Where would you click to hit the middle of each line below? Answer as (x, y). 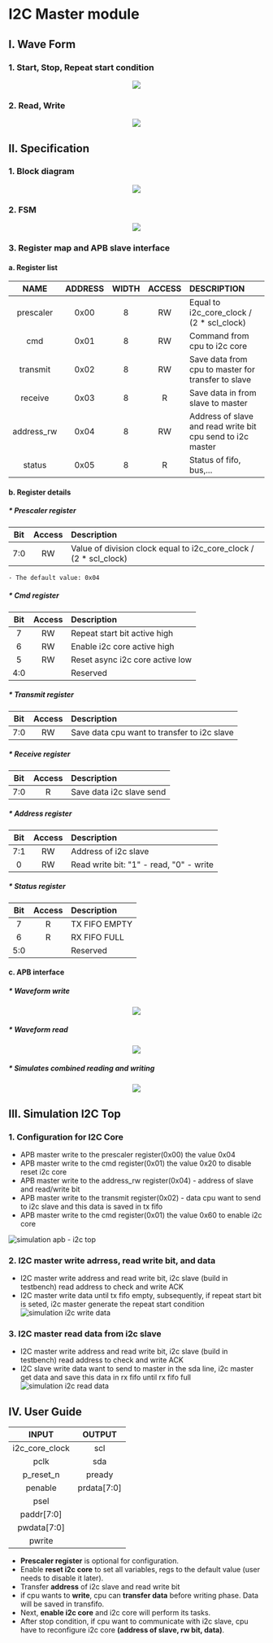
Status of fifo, (215, 460)
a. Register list (33, 267)
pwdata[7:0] (41, 1528)
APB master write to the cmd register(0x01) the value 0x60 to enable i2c (141, 1215)
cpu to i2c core (219, 346)
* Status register (37, 887)
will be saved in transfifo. (62, 1604)
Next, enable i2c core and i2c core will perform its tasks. (115, 1613)
